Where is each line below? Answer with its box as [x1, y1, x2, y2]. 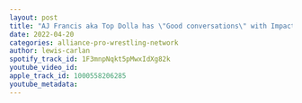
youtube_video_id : [9, 64, 78, 73]
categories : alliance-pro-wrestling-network [9, 38, 179, 47]
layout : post [9, 13, 58, 22]
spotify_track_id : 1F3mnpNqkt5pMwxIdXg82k [9, 55, 171, 64]
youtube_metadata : [9, 80, 78, 89]
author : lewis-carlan [9, 47, 91, 56]
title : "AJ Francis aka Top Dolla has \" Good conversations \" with [9, 21, 268, 30]
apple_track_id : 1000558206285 [9, 72, 127, 81]
